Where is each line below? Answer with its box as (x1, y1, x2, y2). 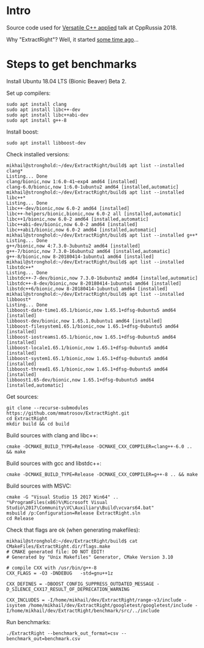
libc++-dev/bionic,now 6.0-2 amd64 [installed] (6, 205, 130, 211)
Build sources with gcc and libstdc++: (6, 459, 102, 467)
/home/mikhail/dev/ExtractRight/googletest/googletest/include (28, 602, 192, 608)
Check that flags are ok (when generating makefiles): (6, 526, 140, 533)
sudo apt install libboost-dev (6, 140, 86, 146)
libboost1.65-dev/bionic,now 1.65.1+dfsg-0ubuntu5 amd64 (6, 377, 155, 383)
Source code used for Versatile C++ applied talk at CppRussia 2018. (6, 24, 177, 31)
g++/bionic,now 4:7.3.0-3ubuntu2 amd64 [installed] (6, 243, 140, 249)
